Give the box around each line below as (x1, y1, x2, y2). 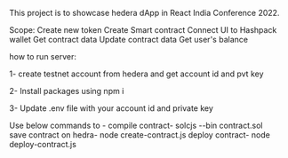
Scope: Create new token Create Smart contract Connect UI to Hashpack (9, 25, 277, 35)
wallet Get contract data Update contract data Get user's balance (9, 35, 249, 44)
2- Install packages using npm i (9, 86, 124, 96)
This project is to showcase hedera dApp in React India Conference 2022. (9, 8, 280, 18)
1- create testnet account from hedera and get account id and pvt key (9, 68, 264, 79)
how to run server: (9, 51, 77, 61)
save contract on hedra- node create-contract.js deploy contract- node (9, 130, 271, 140)
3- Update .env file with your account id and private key (9, 103, 213, 114)
